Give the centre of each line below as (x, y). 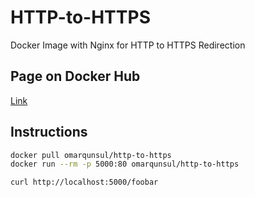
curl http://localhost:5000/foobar (84, 182)
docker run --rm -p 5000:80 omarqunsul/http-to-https (125, 164)
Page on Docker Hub (75, 76)
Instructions (49, 132)
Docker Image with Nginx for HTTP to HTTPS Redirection (128, 45)
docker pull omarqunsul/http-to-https (91, 155)
